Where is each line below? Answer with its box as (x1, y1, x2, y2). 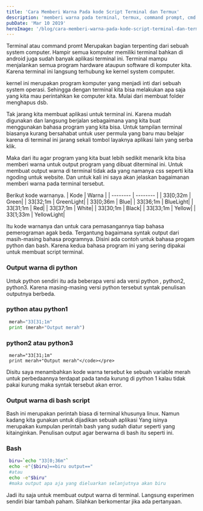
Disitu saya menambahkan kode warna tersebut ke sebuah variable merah (6, 368, 191, 375)
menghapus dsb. (6, 99, 48, 106)
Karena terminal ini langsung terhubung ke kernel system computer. (6, 68, 175, 76)
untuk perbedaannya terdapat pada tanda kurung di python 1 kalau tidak (6, 374, 186, 382)
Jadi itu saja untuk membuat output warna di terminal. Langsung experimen (6, 491, 195, 498)
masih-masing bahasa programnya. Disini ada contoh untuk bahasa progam (6, 236, 195, 243)
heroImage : (6, 25, 34, 32)
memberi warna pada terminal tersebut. (6, 180, 105, 187)
